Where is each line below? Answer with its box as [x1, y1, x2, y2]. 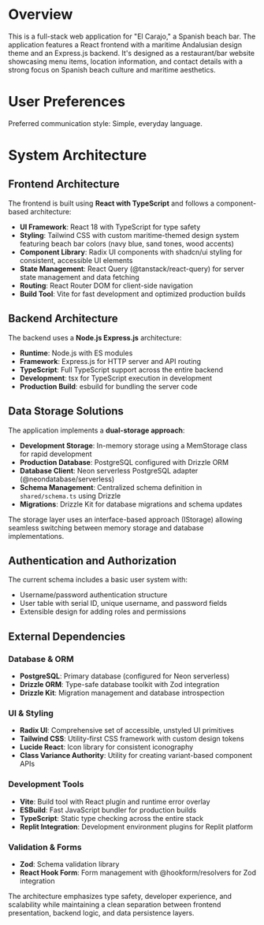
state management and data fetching [19, 272, 139, 281]
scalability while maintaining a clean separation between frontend [8, 900, 221, 909]
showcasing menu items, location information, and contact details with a [8, 57, 243, 66]
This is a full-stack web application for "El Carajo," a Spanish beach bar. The [8, 32, 256, 41]
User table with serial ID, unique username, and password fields [19, 599, 227, 608]
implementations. [8, 531, 65, 541]
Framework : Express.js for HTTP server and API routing [19, 356, 202, 366]
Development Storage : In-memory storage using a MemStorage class [19, 440, 247, 450]
